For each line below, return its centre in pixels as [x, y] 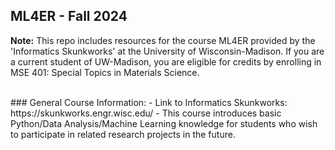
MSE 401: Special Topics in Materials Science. [105, 72]
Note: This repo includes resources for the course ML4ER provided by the [163, 40]
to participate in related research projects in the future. [123, 134]
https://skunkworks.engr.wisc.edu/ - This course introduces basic [146, 113]
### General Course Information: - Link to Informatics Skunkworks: [149, 102]
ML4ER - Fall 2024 [69, 16]
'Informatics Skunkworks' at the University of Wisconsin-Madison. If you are [167, 51]
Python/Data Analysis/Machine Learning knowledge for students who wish [164, 123]
